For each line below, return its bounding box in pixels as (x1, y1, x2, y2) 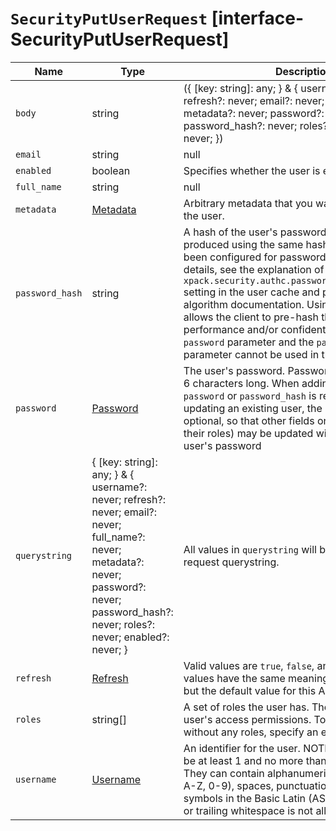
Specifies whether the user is (183, 163, 321, 177)
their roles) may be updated (183, 426, 314, 440)
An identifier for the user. (183, 741, 301, 755)
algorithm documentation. (183, 297, 305, 311)
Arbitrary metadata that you (183, 196, 313, 210)
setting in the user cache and (183, 285, 320, 299)
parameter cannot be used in (183, 347, 320, 361)
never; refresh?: (91, 492, 166, 506)
